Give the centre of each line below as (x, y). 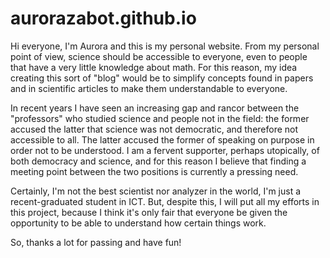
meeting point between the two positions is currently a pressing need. (154, 171)
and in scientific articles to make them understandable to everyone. (149, 88)
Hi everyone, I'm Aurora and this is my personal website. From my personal (165, 46)
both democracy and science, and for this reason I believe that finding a (158, 161)
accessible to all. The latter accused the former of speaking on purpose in (162, 139)
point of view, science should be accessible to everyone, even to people (159, 56)
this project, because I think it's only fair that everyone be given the (149, 212)
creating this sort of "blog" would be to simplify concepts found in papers (162, 78)
